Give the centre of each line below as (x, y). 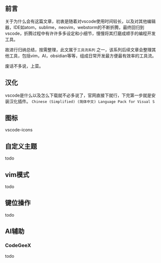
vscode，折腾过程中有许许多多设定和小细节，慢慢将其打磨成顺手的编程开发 (80, 33)
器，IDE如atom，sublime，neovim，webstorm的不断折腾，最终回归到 (75, 27)
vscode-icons (19, 130)
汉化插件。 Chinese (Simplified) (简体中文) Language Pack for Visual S (82, 101)
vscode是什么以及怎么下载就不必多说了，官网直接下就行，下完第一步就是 (78, 95)
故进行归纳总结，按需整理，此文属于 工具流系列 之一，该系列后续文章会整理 (78, 49)
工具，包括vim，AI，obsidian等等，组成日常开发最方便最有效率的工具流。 (83, 56)
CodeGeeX (18, 246)
